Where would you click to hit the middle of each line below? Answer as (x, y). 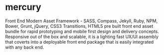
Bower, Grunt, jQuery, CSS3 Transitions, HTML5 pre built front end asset (79, 26)
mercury (23, 7)
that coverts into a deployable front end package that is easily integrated (80, 42)
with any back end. (25, 47)
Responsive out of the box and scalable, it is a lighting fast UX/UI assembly (82, 37)
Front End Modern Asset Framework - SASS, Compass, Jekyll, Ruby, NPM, (82, 21)
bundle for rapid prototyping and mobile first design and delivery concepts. (82, 31)
